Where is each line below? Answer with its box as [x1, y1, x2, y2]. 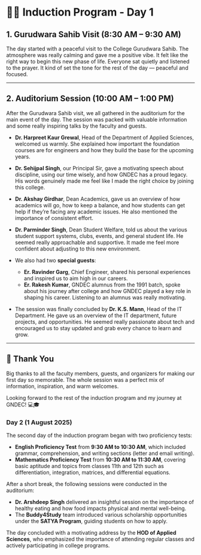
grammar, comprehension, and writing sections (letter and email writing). [14, 450, 194, 457]
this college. [14, 183, 45, 191]
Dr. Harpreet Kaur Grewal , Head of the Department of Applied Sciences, [14, 134, 194, 141]
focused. [6, 71, 28, 77]
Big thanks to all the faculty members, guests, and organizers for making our [6, 370, 195, 377]
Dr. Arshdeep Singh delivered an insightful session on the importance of [14, 498, 194, 505]
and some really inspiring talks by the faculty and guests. [6, 122, 147, 129]
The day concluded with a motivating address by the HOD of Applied [6, 529, 176, 536]
